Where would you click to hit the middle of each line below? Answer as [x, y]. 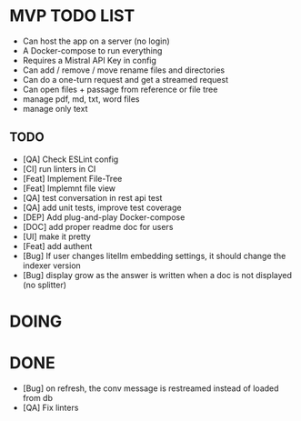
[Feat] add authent [57, 246]
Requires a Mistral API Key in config [90, 60]
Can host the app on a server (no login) [96, 41]
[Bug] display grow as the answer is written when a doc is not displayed [157, 275]
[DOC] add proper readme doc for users [98, 226]
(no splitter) [44, 285]
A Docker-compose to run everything [92, 50]
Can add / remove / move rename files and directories [124, 70]
